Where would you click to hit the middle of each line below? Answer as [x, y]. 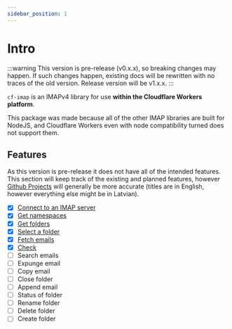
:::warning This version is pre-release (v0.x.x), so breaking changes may [112, 68]
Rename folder [39, 303]
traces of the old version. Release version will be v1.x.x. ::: [91, 83]
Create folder [36, 319]
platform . [21, 104]
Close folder [35, 279]
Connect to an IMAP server [56, 207]
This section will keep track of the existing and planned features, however [114, 179]
